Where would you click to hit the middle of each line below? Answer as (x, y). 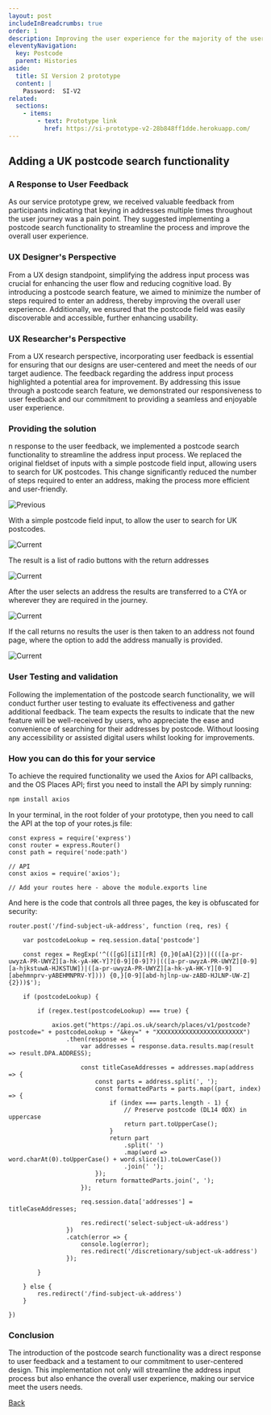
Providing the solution (52, 428)
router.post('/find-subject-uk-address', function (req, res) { (119, 926)
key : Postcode (39, 53)
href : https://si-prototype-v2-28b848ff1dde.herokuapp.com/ (147, 128)
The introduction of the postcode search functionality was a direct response (135, 1353)
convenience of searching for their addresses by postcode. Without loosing (134, 729)
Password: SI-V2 (52, 91)
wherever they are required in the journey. (78, 600)
